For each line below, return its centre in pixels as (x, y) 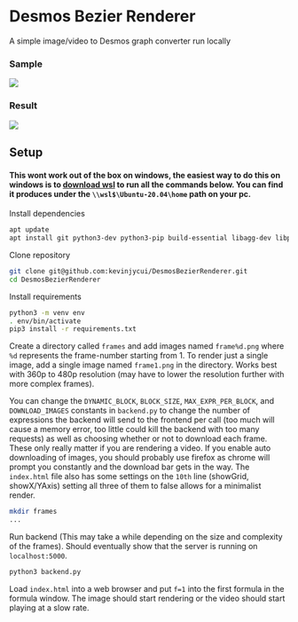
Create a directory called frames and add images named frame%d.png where (147, 346)
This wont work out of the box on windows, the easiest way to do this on (145, 175)
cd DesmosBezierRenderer (55, 280)
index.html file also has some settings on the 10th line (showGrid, (129, 476)
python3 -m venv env (47, 312)
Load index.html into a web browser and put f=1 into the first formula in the (147, 588)
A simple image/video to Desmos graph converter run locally (120, 41)
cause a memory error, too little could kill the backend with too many (134, 429)
